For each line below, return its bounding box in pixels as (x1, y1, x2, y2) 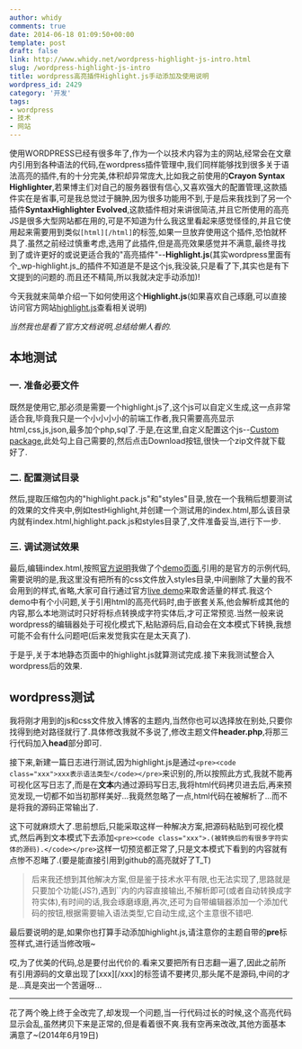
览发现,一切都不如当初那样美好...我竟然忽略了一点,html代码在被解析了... (9, 791, 272, 801)
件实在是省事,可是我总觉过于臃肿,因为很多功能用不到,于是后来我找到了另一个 (9, 193, 292, 203)
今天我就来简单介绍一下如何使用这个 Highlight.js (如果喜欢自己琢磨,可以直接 (9, 291, 288, 302)
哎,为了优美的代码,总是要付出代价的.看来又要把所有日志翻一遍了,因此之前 (9, 957, 279, 968)
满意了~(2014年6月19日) (9, 1030, 99, 1041)
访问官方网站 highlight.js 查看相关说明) (9, 303, 147, 312)
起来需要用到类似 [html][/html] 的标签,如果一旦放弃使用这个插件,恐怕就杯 (16, 227, 288, 237)
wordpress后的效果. (9, 661, 83, 672)
